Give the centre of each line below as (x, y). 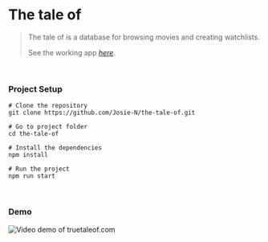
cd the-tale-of (34, 134)
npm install (28, 155)
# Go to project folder (48, 127)
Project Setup (35, 88)
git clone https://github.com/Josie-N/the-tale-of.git (102, 113)
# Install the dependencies (55, 148)
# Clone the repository (48, 106)
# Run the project (39, 169)
